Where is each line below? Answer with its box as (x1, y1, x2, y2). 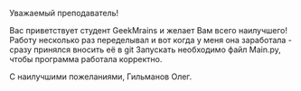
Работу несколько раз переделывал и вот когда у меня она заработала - (9, 35, 292, 45)
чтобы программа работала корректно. (9, 54, 163, 64)
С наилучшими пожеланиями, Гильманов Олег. (9, 71, 193, 82)
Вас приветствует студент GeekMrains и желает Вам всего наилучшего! (9, 25, 287, 35)
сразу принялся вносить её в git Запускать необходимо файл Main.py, (9, 44, 282, 55)
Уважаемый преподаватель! (9, 8, 119, 18)
